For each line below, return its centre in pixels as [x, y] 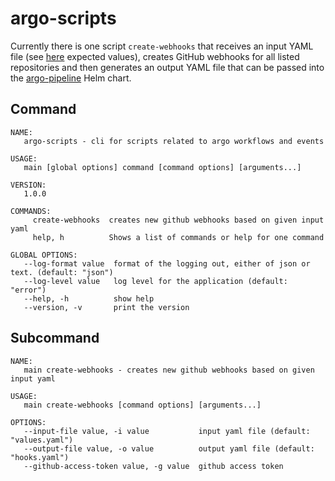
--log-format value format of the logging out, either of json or [167, 263]
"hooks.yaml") [40, 457]
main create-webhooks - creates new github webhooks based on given [169, 370]
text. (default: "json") [62, 272]
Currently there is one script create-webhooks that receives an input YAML [162, 46]
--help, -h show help [89, 298]
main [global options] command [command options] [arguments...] [162, 167]
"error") [28, 290]
